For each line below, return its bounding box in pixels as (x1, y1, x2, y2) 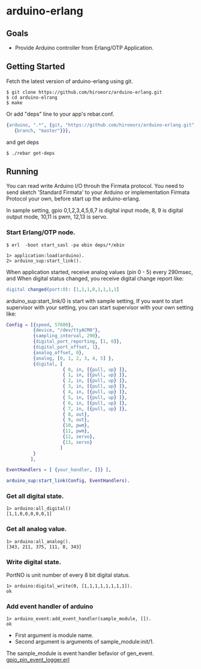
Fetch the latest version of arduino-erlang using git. (6, 77, 133, 85)
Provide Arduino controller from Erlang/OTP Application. (14, 44, 154, 51)
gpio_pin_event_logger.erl (6, 656, 70, 664)
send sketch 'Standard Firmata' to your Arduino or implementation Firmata (6, 188, 190, 196)
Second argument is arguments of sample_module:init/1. (14, 638, 154, 646)
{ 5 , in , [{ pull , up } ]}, (62, 394, 128, 400)
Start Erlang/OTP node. (6, 228, 76, 237)
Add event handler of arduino (6, 602, 94, 611)
